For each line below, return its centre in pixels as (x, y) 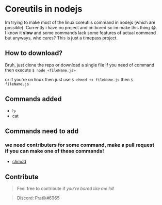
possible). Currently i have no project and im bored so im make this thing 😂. (81, 27)
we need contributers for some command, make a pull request (80, 145)
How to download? (34, 53)
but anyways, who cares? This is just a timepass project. (61, 38)
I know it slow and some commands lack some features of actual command (81, 33)
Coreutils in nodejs (44, 9)
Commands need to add (42, 131)
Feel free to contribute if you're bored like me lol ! (66, 188)
